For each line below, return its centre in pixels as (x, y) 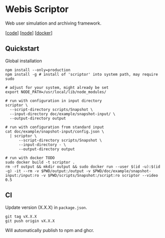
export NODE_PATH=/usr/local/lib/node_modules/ (56, 92)
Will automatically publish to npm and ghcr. (50, 230)
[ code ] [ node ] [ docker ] (29, 33)
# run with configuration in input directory (53, 101)
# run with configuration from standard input (55, 127)
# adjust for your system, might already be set (57, 87)
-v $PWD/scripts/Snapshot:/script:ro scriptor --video (99, 175)
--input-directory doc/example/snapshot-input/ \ (62, 114)
